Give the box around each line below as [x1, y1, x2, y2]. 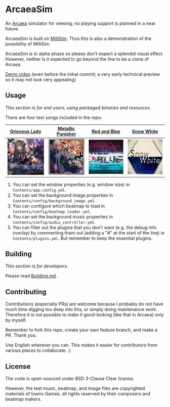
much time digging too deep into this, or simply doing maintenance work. [5, 306, 158, 312]
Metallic [57, 125, 75, 132]
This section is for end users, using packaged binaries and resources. [5, 105, 151, 111]
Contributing [5, 287, 47, 296]
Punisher [56, 131, 76, 137]
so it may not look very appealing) [5, 76, 76, 82]
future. [5, 25, 19, 31]
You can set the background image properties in [12, 192, 113, 198]
